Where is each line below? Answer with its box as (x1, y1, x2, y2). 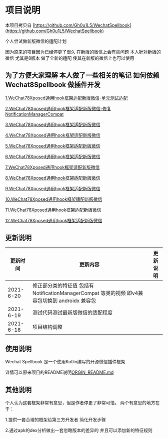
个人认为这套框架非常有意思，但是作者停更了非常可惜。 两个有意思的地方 (5, 400, 155, 406)
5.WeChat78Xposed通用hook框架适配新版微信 (5, 142, 100, 149)
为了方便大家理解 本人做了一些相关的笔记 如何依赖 (5, 71, 159, 80)
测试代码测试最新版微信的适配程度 (32, 309, 113, 316)
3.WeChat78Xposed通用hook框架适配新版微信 (5, 121, 101, 127)
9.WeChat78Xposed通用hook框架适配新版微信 (5, 185, 101, 191)
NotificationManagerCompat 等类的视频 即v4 (32, 289, 138, 297)
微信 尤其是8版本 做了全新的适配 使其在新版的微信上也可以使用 (5, 55, 134, 61)
